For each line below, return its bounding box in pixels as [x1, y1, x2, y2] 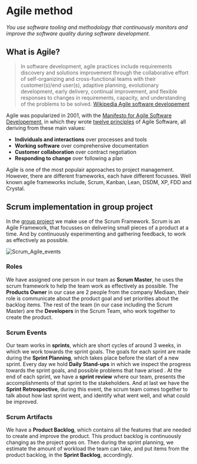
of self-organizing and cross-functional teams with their [20, 75, 156, 82]
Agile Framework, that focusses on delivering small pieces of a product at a [6, 224, 189, 231]
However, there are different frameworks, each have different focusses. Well [6, 172, 191, 179]
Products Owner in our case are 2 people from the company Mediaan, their [6, 288, 189, 296]
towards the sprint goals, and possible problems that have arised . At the [6, 367, 182, 374]
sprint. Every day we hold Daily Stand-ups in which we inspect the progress [6, 361, 191, 368]
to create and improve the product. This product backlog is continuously [6, 433, 181, 440]
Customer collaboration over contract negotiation [14, 148, 137, 155]
